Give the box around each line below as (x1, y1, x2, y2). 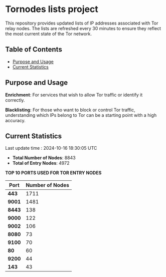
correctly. (5, 97, 25, 103)
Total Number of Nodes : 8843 (12, 155, 76, 161)
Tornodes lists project (5, 4, 99, 15)
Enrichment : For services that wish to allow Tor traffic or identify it (5, 92, 143, 98)
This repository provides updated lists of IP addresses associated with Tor (5, 20, 158, 26)
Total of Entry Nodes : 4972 (12, 160, 70, 166)
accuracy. (5, 117, 26, 123)
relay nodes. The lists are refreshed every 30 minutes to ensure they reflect (5, 25, 161, 31)
